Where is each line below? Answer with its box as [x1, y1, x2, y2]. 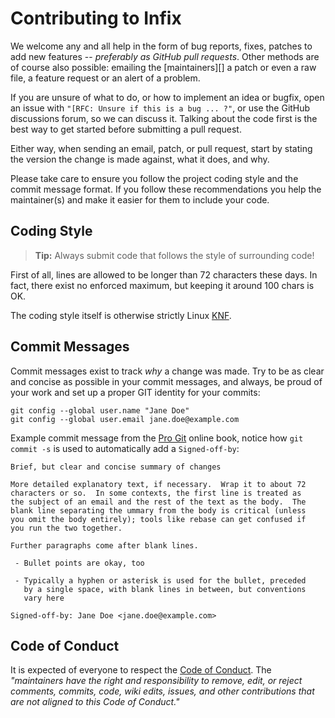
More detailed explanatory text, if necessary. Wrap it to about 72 [10, 479, 307, 489]
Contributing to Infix [10, 7, 182, 30]
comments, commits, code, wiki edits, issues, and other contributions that [10, 685, 315, 697]
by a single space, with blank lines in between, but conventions [23, 584, 307, 594]
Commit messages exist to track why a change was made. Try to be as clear [10, 365, 325, 377]
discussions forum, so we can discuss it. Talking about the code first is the [10, 112, 318, 124]
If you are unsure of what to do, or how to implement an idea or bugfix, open [10, 91, 325, 103]
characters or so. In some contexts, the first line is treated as [10, 488, 302, 498]
